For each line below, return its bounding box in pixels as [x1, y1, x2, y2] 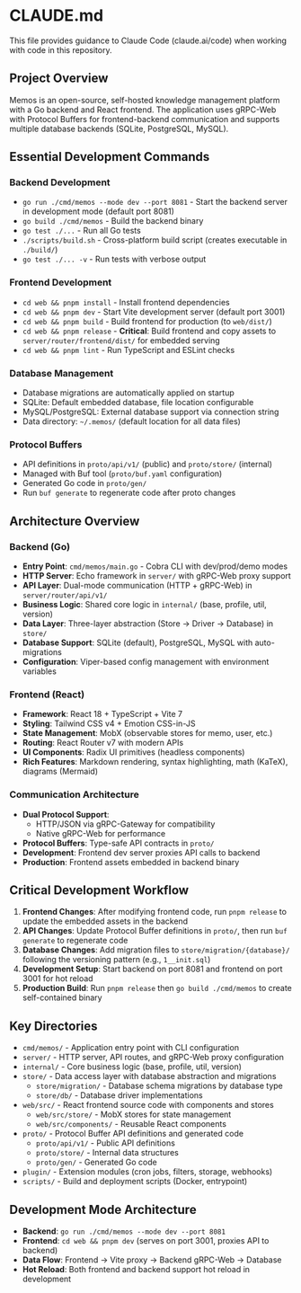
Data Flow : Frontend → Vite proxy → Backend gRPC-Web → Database [22, 1254, 282, 1265]
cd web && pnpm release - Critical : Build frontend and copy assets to [22, 325, 277, 336]
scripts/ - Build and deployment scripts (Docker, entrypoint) [22, 1176, 248, 1187]
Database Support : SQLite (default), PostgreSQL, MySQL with [22, 637, 253, 648]
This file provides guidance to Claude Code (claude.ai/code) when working [9, 35, 288, 46]
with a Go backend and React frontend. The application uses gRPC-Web [9, 104, 277, 115]
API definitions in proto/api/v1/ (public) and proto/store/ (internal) [22, 459, 272, 470]
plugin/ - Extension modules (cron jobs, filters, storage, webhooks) [22, 1166, 273, 1177]
